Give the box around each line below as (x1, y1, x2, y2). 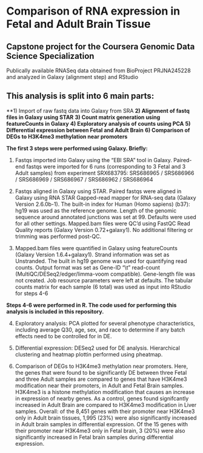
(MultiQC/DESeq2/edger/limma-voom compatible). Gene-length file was (15, 270, 196, 278)
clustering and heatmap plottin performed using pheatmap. (15, 350, 163, 358)
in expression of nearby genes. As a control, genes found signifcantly (15, 395, 189, 402)
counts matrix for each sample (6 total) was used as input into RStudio (15, 283, 191, 290)
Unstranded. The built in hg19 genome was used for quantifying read (15, 257, 187, 265)
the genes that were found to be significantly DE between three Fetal (15, 369, 187, 376)
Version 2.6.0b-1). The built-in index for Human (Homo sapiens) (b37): (15, 200, 190, 208)
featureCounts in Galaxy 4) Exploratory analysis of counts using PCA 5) (6, 120, 191, 127)
